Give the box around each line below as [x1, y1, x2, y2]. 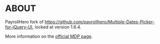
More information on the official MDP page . [5, 33, 93, 39]
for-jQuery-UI [5, 24, 33, 29]
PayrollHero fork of [5, 19, 44, 25]
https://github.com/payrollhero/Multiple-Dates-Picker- [44, 19, 155, 25]
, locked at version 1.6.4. [32, 24, 82, 29]
